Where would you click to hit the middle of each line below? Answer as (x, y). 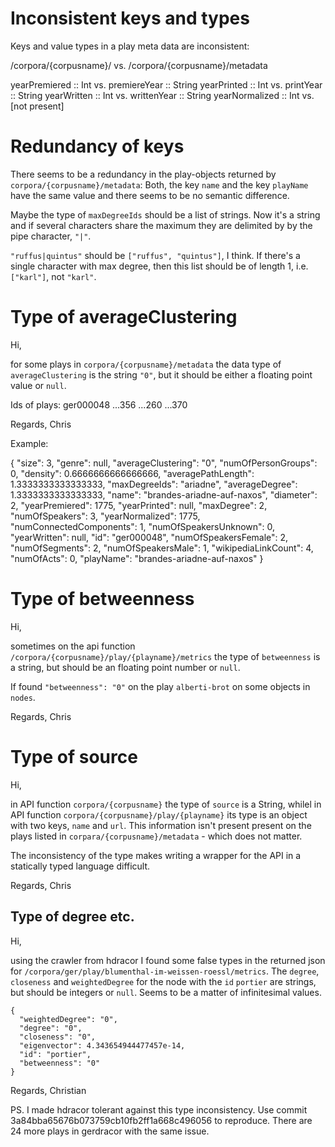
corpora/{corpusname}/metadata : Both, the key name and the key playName (159, 184)
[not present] (37, 106)
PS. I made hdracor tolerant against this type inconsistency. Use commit (159, 1109)
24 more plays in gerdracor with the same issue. (110, 1131)
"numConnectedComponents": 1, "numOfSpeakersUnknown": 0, (143, 526)
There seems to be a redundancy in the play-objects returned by (143, 174)
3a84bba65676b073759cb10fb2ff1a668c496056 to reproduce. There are (161, 1120)
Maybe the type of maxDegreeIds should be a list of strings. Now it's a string (165, 214)
